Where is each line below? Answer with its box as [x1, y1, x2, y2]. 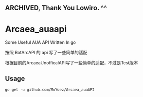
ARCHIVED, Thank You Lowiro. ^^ [5, 4, 107, 12]
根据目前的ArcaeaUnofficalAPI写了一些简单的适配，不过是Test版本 [5, 60, 138, 66]
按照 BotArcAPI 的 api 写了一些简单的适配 [5, 50, 88, 56]
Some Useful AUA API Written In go [5, 39, 76, 45]
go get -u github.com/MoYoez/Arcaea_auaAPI [5, 87, 95, 92]
